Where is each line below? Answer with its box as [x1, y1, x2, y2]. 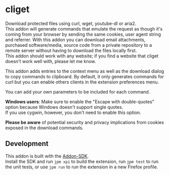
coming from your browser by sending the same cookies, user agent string [5, 31, 161, 37]
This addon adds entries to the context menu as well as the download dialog [5, 68, 164, 74]
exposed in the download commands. [5, 125, 83, 131]
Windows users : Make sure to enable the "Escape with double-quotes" [5, 98, 154, 105]
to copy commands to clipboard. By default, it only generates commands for [5, 73, 164, 79]
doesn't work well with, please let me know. [5, 58, 96, 64]
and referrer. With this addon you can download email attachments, [5, 37, 146, 43]
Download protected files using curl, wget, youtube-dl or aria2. [5, 20, 137, 26]
